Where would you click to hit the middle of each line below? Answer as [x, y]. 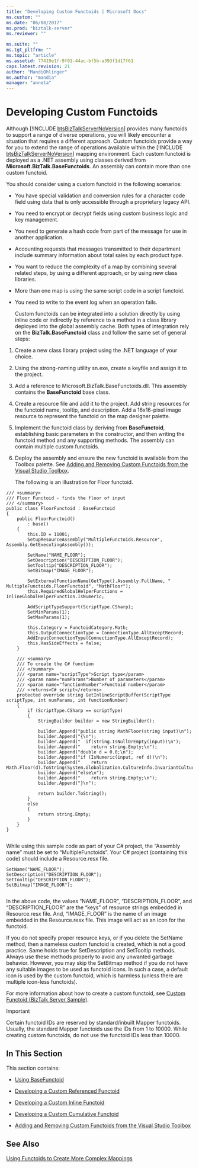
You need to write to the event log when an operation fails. [86, 302]
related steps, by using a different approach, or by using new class [96, 273]
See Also [23, 1144]
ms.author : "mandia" [32, 78]
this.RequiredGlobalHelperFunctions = [75, 592]
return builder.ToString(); [73, 794]
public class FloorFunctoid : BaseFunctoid [61, 509]
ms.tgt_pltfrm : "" [29, 50]
